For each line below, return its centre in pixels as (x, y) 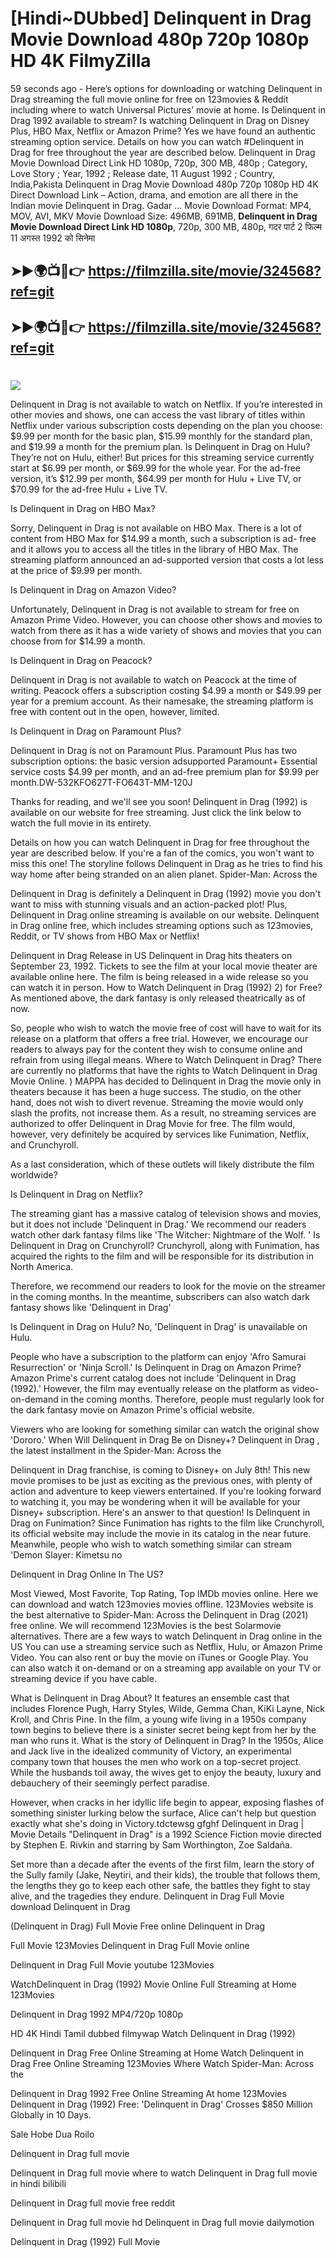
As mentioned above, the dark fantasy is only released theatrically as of (158, 998)
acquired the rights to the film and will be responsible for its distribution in (162, 1256)
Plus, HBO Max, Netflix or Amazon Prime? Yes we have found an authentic (163, 131)
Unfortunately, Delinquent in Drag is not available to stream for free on (155, 609)
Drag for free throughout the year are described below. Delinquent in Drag (163, 152)
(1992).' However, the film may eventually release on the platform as (150, 1388)
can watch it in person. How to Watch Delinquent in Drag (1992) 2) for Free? (166, 987)
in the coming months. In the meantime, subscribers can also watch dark (160, 1296)
